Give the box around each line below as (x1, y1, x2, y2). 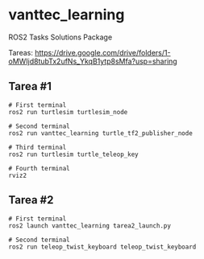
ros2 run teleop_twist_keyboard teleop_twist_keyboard (8, 243, 197, 251)
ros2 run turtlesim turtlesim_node (8, 108, 128, 116)
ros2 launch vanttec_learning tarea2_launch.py (8, 221, 172, 230)
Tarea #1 (8, 80, 52, 93)
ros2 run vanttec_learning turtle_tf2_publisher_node (8, 129, 194, 138)
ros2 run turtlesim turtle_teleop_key (8, 150, 139, 158)
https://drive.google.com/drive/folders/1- (35, 47, 171, 57)
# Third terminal (8, 143, 67, 151)
